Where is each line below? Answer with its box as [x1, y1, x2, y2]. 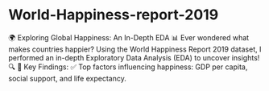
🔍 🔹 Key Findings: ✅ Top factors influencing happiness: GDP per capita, [8, 62, 248, 72]
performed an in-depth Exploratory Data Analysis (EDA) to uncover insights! [8, 52, 260, 62]
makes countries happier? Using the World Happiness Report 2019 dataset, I [8, 44, 262, 54]
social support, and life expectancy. [8, 73, 126, 83]
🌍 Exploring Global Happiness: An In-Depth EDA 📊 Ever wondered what [8, 32, 250, 42]
